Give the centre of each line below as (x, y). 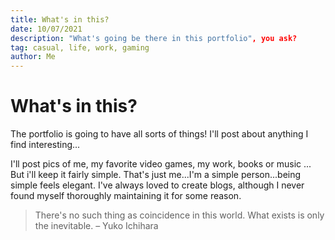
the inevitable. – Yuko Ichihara (96, 226)
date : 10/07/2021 (46, 29)
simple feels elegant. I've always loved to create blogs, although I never (157, 185)
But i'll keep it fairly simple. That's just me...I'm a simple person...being (156, 175)
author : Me (33, 57)
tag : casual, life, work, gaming (80, 47)
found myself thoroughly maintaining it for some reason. (126, 196)
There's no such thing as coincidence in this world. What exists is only (179, 215)
